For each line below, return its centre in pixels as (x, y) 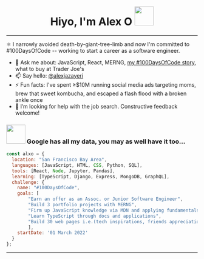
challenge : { (28, 182)
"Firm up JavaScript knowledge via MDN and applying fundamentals (114, 210)
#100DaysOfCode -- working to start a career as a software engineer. (93, 50)
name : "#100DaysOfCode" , (49, 188)
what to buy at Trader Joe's (49, 69)
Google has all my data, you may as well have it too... (106, 141)
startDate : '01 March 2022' (53, 233)
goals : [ (28, 193)
